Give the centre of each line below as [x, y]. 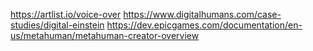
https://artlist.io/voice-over [66, 14]
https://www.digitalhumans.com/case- [202, 14]
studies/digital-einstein [57, 25]
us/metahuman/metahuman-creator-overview [105, 35]
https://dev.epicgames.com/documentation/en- [204, 25]
